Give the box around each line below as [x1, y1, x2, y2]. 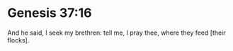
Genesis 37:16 [7, 5, 92, 21]
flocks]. [7, 35, 30, 44]
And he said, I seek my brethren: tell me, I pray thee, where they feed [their [7, 28, 226, 37]
